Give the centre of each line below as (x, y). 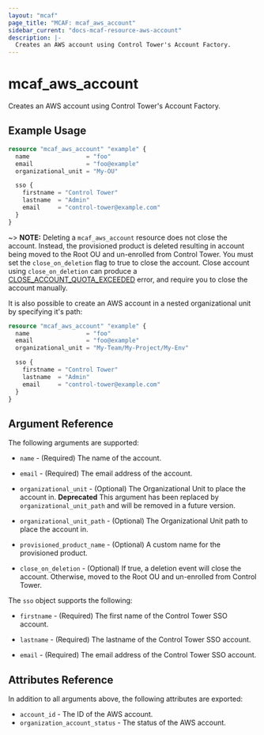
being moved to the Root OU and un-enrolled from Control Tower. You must (131, 254)
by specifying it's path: (45, 311)
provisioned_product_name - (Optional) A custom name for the (120, 545)
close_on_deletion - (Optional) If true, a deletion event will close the (130, 568)
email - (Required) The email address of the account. (106, 474)
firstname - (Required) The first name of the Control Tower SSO (123, 616)
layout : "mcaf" (33, 15)
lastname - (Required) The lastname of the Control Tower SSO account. (135, 640)
